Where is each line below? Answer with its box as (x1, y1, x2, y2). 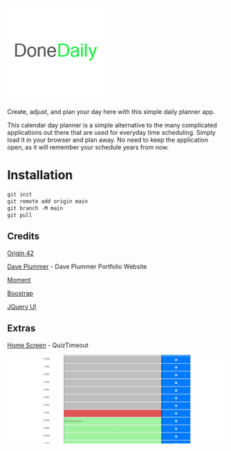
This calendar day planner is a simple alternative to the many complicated (7, 121, 218, 129)
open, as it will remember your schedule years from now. (7, 143, 169, 151)
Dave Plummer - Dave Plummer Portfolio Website (7, 262, 147, 270)
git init (7, 191, 33, 198)
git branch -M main (7, 205, 64, 212)
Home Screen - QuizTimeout (7, 341, 89, 349)
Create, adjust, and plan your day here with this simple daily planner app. (7, 108, 215, 116)
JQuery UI (7, 302, 37, 311)
